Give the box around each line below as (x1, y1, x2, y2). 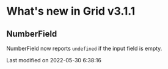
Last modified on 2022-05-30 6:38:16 (6, 57, 102, 64)
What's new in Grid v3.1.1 (6, 4, 136, 18)
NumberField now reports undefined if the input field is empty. (6, 45, 163, 52)
